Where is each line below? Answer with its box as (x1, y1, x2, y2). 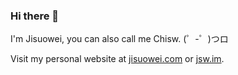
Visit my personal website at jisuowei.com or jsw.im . (10, 53, 225, 65)
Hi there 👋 (10, 9, 60, 23)
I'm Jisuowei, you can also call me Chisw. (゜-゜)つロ (10, 33, 229, 45)
